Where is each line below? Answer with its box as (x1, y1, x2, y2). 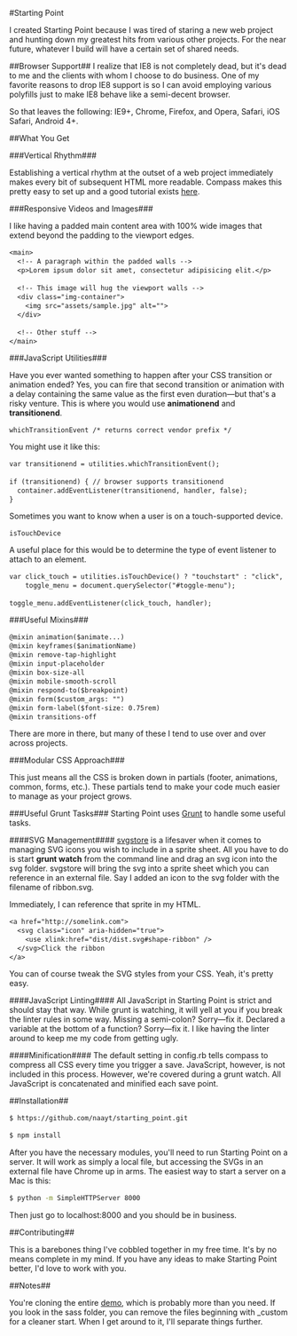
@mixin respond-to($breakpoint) (9, 686, 129, 695)
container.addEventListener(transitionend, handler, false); (17, 486, 248, 495)
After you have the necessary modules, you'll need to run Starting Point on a (9, 1147, 288, 1158)
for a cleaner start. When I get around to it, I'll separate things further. (9, 1316, 263, 1326)
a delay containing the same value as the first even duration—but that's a (9, 389, 277, 399)
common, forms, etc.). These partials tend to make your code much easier (9, 781, 281, 792)
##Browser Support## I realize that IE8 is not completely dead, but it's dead (9, 61, 287, 71)
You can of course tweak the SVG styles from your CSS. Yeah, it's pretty (9, 968, 274, 979)
